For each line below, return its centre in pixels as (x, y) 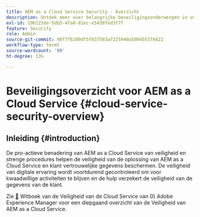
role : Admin (21, 34)
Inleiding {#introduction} (53, 138)
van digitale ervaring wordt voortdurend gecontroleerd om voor (84, 172)
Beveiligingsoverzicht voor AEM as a (99, 91)
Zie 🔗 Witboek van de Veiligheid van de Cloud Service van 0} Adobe (90, 196)
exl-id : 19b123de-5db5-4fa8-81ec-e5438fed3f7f (65, 23)
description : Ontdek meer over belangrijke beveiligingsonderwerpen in (97, 17)
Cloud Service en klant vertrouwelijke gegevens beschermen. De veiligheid (98, 166)
